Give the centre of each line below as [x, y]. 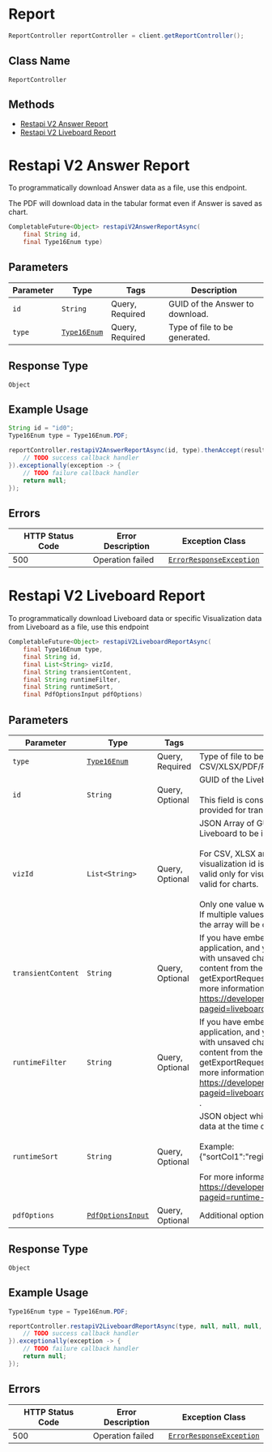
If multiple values [232, 914]
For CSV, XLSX [228, 854]
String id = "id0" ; [41, 428]
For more [217, 1177]
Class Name [39, 61]
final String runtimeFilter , [72, 679]
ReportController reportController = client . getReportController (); [126, 36]
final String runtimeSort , [68, 687]
